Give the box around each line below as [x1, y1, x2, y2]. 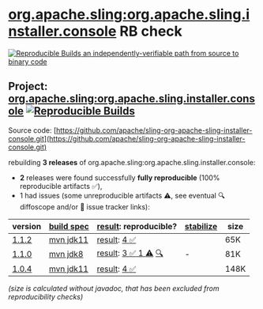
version [12, 220, 42, 232]
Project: [8, 80, 48, 93]
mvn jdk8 [48, 249, 84, 260]
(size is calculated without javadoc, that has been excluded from [8, 283, 220, 293]
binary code [8, 57, 47, 66]
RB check [119, 22, 183, 40]
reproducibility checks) [8, 292, 84, 301]
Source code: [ [8, 125, 57, 135]
